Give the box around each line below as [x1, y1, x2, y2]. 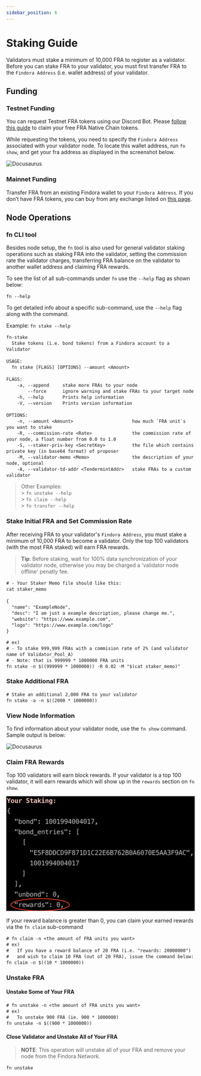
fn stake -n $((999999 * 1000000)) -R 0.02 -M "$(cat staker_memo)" [6, 663, 181, 669]
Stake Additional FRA [6, 677, 69, 686]
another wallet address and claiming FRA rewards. [6, 263, 130, 270]
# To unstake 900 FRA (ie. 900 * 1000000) [6, 1014, 119, 1020]
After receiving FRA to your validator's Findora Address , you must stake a [6, 531, 187, 538]
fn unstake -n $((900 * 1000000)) [6, 1020, 93, 1026]
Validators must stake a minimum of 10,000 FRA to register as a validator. [6, 56, 187, 63]
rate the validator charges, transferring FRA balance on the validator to [6, 257, 181, 264]
